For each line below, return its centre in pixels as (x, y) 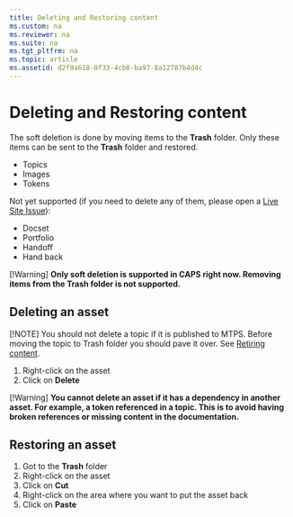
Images (36, 174)
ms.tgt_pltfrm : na (44, 51)
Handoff (38, 247)
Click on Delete (51, 380)
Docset (36, 228)
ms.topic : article (44, 59)
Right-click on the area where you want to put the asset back (135, 495)
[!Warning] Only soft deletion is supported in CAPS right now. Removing (145, 274)
